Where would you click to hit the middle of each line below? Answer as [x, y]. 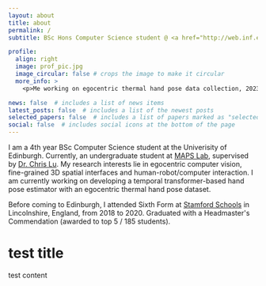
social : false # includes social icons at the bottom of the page [122, 125]
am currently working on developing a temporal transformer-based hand [126, 181]
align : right [37, 59]
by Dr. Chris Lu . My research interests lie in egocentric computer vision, [125, 164]
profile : [23, 52]
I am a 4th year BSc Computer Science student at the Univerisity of [118, 147]
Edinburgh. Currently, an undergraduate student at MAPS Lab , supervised [129, 156]
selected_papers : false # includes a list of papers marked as [116, 118]
